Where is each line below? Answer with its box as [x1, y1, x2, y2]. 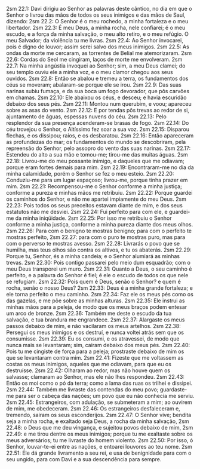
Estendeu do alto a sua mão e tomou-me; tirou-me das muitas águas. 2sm [6, 151, 188, 158]
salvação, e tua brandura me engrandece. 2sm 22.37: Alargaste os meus [6, 316, 185, 323]
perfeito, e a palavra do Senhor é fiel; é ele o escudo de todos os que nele [6, 272, 189, 278]
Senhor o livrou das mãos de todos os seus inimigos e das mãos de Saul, [6, 11, 186, 19]
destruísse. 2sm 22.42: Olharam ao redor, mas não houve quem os [6, 367, 171, 374]
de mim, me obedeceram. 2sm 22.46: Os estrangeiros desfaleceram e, [6, 405, 180, 412]
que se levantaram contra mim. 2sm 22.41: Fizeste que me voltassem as [6, 354, 184, 361]
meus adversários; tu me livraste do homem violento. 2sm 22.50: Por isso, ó [6, 437, 193, 444]
